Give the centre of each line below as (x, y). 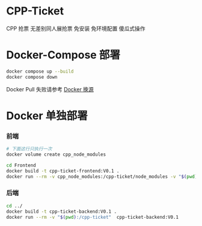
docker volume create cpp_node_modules (56, 154)
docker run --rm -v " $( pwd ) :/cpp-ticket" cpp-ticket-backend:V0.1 (93, 217)
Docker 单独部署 (47, 116)
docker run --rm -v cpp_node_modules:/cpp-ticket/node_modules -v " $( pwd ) (102, 176)
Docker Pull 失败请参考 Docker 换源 (50, 89)
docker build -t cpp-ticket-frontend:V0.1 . (63, 171)
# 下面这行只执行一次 (29, 149)
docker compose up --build (40, 71)
